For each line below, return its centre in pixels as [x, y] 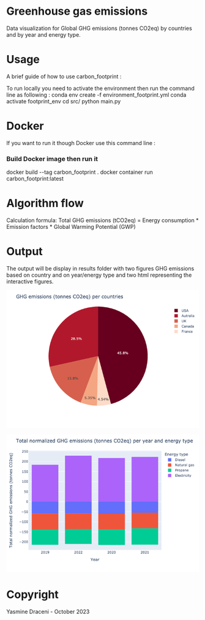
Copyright [33, 595]
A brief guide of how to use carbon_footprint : [64, 76]
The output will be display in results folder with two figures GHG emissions [100, 268]
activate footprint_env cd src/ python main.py [64, 101]
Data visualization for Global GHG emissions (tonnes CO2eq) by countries [99, 28]
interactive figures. [30, 281]
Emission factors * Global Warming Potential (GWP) [71, 227]
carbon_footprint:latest [35, 179]
